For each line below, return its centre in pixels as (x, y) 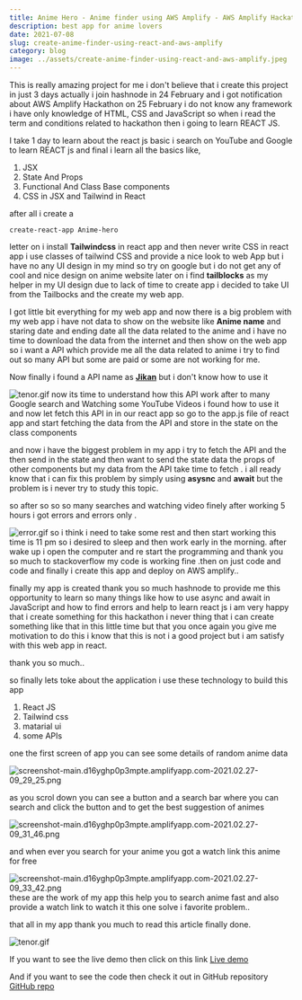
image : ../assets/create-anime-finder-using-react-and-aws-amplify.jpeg (148, 59)
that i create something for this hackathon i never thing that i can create (142, 617)
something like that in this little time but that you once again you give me (143, 626)
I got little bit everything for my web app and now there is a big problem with (151, 312)
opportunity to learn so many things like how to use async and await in (140, 597)
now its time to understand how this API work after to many (160, 394)
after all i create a (41, 213)
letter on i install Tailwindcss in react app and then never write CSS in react (149, 247)
